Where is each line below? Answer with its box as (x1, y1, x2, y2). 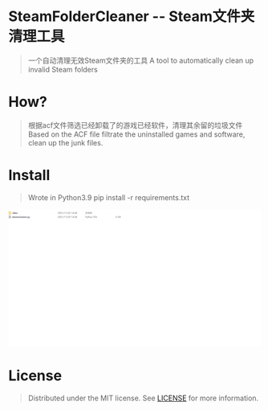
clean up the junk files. (27, 137, 104, 147)
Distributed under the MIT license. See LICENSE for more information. (27, 393, 259, 403)
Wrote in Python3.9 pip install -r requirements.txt (27, 192, 190, 202)
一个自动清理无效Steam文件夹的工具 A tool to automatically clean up (27, 55, 254, 65)
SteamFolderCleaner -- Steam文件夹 (8, 7, 255, 26)
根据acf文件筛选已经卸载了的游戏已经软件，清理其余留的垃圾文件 (27, 120, 243, 129)
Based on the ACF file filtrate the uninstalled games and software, (27, 129, 246, 139)
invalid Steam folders (27, 64, 98, 74)
